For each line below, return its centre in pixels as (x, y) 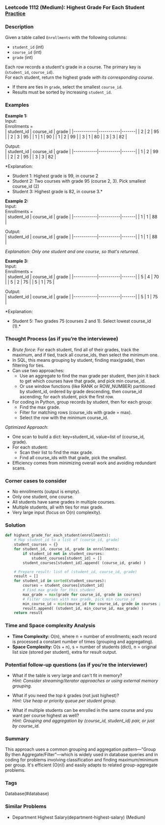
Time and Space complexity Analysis (50, 626)
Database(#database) (27, 793)
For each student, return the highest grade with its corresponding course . (79, 77)
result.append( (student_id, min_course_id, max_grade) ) (83, 608)
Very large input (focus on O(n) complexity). (57, 512)
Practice (15, 13)
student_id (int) (28, 47)
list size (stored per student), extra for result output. (65, 652)
